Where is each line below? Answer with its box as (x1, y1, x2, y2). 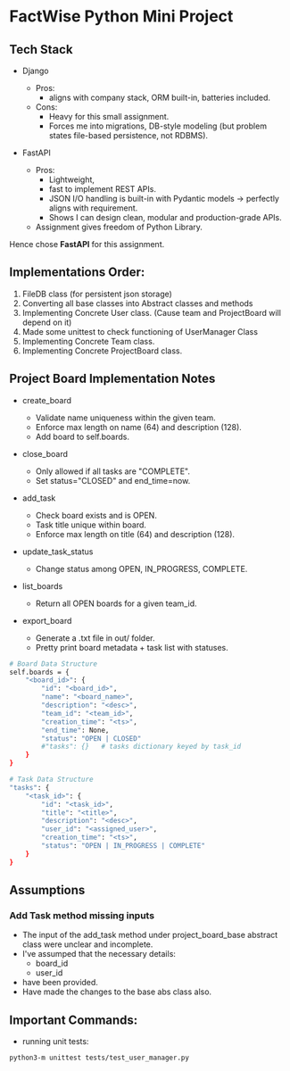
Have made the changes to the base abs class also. (21, 986, 212, 997)
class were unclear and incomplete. (21, 939, 153, 950)
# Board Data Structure (9, 659, 98, 668)
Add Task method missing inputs (9, 909, 154, 921)
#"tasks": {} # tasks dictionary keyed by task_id (41, 743, 242, 751)
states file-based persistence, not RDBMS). (48, 130, 208, 140)
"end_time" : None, (41, 726, 110, 735)
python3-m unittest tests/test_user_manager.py (9, 1053, 190, 1063)
